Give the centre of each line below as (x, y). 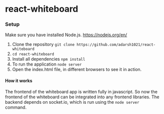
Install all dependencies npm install (49, 59)
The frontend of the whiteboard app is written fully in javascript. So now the (81, 91)
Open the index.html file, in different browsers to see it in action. (77, 69)
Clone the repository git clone (43, 45)
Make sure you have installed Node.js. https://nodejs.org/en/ (66, 35)
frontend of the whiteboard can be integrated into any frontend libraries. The (82, 97)
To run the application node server (47, 64)
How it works (19, 81)
